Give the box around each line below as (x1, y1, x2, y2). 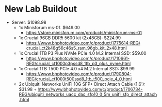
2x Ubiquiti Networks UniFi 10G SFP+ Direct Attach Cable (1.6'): (18, 81, 146, 87)
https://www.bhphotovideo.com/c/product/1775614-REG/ (26, 40, 141, 46)
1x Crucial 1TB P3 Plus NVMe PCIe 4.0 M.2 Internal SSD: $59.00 (18, 50, 146, 56)
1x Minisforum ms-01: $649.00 (18, 24, 80, 30)
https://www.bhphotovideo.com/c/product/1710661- (26, 55, 130, 61)
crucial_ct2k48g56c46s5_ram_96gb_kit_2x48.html (26, 45, 127, 51)
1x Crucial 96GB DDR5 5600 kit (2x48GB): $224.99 (18, 35, 121, 41)
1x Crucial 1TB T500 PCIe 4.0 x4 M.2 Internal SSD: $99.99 (18, 65, 135, 71)
